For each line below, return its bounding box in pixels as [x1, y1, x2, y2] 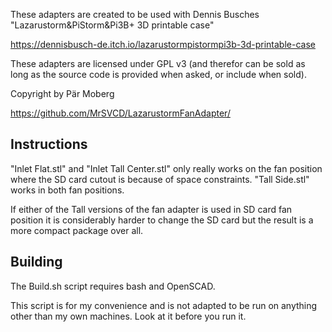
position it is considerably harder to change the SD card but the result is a [10, 214, 314, 226]
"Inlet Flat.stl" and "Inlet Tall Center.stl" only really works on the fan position [10, 162, 323, 174]
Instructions [10, 136, 88, 153]
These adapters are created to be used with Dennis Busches [10, 9, 260, 20]
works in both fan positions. [10, 184, 125, 196]
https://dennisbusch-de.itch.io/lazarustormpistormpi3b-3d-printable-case [10, 39, 316, 50]
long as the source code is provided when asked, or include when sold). [10, 69, 307, 80]
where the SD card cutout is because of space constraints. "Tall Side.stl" [10, 173, 310, 185]
